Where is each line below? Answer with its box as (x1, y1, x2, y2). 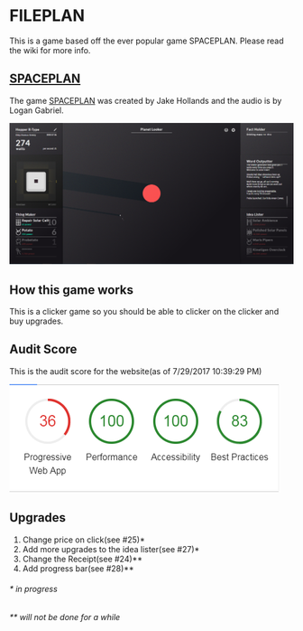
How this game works (9, 282, 133, 297)
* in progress (9, 584, 59, 595)
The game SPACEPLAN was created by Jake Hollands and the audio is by (9, 95, 282, 106)
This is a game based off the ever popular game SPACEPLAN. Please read (9, 35, 284, 46)
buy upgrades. (9, 315, 64, 326)
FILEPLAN (9, 5, 86, 26)
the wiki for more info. (9, 44, 91, 55)
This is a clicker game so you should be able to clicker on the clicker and (9, 306, 280, 317)
